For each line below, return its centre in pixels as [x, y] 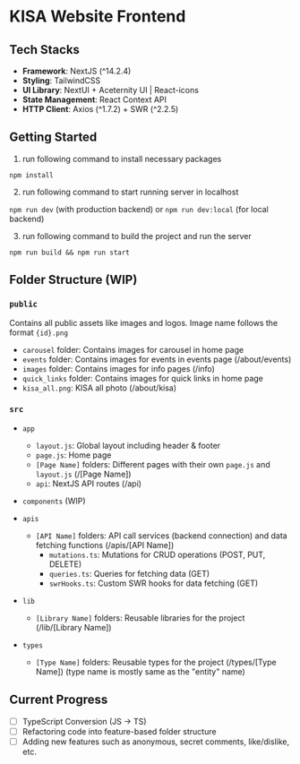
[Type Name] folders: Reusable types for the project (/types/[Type [156, 662]
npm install [31, 175]
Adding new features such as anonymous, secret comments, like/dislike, [155, 742]
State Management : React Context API [94, 99]
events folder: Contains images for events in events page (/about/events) [157, 359]
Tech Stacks [45, 50]
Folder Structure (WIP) [73, 280]
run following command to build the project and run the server [137, 236]
